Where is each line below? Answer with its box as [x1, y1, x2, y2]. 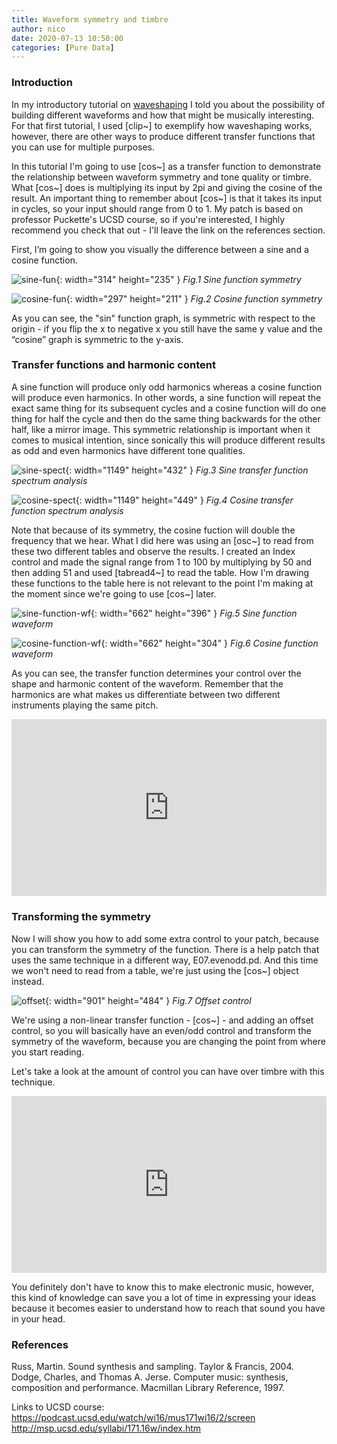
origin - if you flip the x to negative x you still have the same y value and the [11, 322, 323, 335]
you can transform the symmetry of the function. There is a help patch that [11, 943, 320, 955]
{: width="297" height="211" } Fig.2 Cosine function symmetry [65, 292, 323, 305]
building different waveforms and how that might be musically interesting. [11, 109, 315, 121]
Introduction [11, 76, 73, 90]
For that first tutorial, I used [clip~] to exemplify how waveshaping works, [11, 119, 313, 131]
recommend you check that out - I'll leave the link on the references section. [11, 224, 326, 236]
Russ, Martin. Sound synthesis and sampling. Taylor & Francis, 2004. [11, 1361, 295, 1373]
